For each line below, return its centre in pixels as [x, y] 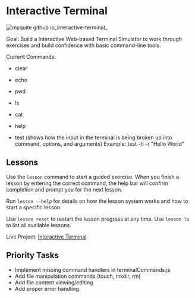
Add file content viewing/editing [54, 282]
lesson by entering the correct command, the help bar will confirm [87, 183]
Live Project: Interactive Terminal [46, 237]
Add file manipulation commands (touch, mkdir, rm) [78, 276]
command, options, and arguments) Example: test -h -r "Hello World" [100, 143]
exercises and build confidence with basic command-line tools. [84, 45]
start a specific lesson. [34, 207]
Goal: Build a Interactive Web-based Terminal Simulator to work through [94, 39]
